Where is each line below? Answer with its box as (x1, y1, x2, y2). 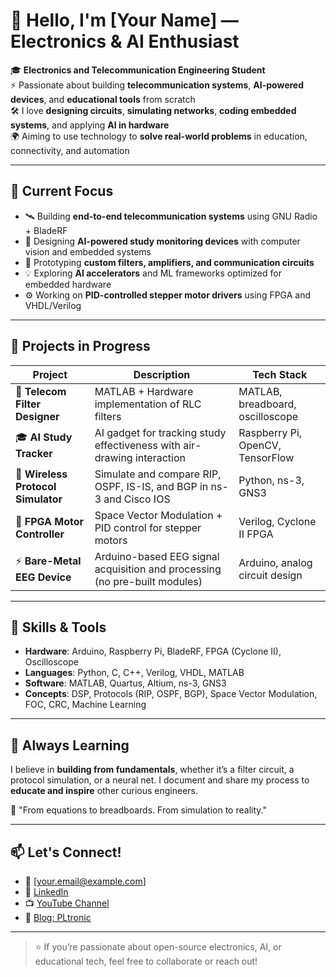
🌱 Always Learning (10, 737, 130, 754)
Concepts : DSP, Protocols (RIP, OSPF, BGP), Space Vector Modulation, (24, 688, 318, 700)
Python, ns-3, (238, 473, 305, 487)
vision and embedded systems (24, 245, 152, 258)
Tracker (15, 447, 53, 461)
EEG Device (15, 570, 72, 584)
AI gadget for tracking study (94, 425, 227, 439)
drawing (94, 450, 133, 464)
